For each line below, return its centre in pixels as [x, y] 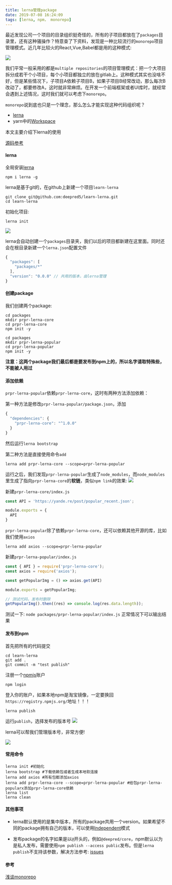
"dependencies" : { [30, 419]
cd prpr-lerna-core [26, 325]
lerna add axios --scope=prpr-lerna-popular [54, 547]
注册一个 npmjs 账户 [25, 675]
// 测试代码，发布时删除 [28, 599]
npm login [16, 684]
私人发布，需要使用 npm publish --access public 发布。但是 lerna [85, 845]
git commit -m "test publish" [38, 665]
